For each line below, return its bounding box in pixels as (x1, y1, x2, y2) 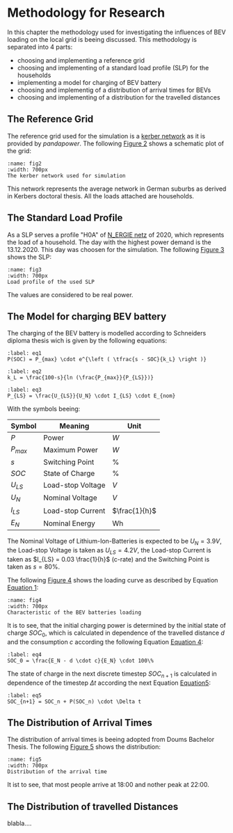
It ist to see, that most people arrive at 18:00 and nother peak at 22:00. (7, 781, 210, 789)
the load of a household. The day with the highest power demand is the (7, 238, 211, 246)
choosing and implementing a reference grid (17, 56, 145, 64)
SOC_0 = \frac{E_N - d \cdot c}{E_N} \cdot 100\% (7, 657, 154, 664)
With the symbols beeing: (7, 405, 81, 413)
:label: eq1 (7, 350, 42, 357)
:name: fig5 (7, 756, 42, 763)
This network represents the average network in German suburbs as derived (7, 184, 227, 193)
